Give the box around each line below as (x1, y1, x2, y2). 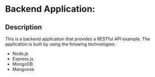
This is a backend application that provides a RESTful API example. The (5, 36, 151, 42)
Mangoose (12, 66, 35, 72)
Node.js (12, 51, 29, 56)
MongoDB (12, 61, 33, 67)
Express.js (12, 56, 34, 62)
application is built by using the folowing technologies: (5, 41, 116, 47)
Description (5, 23, 42, 31)
